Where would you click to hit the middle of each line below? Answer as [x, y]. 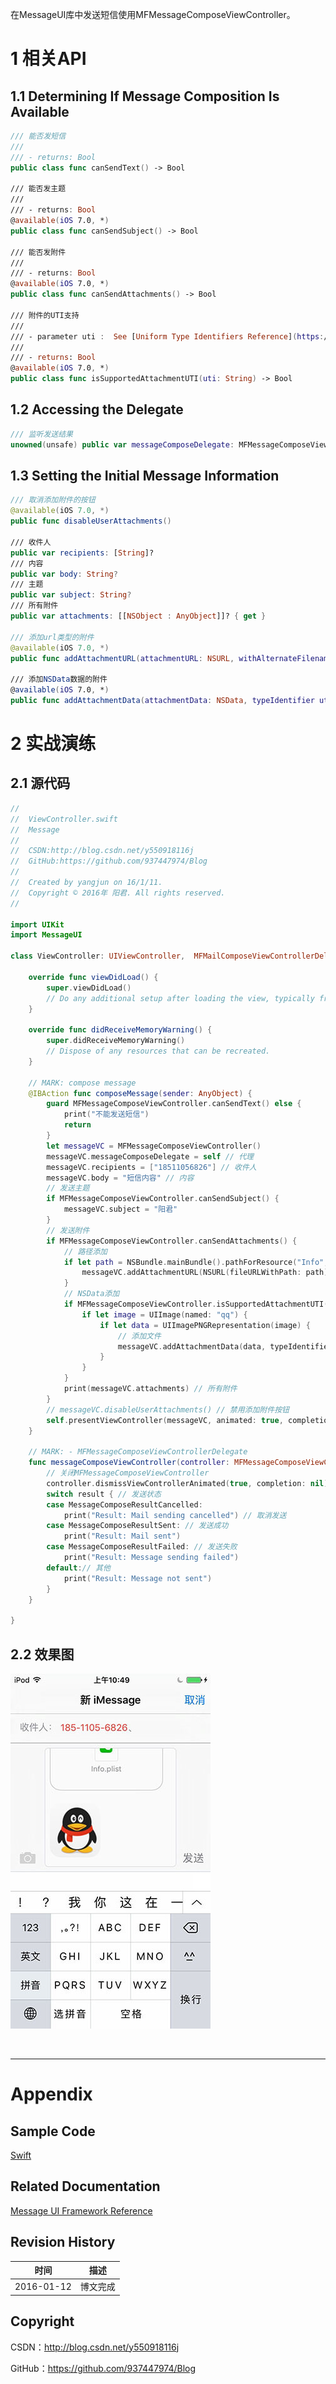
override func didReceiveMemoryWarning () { [120, 1030]
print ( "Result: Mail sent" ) [122, 1536]
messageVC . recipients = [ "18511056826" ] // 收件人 [151, 1167]
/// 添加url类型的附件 [52, 637]
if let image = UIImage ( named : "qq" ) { [164, 1314]
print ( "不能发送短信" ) [106, 1114]
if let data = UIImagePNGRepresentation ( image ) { [205, 1325]
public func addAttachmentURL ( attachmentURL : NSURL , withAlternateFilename [171, 658]
